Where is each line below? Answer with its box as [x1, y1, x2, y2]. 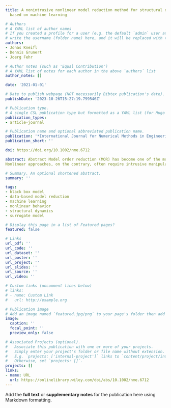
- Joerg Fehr [5, 55, 33, 60]
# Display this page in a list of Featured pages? [5, 222, 115, 227]
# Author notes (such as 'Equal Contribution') [5, 64, 108, 69]
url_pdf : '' [5, 241, 31, 246]
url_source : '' [5, 269, 38, 275]
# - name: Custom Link [5, 292, 53, 298]
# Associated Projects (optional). [5, 339, 81, 344]
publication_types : [5, 115, 47, 120]
